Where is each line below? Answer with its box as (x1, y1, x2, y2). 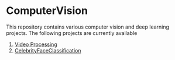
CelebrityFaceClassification (14, 47, 81, 54)
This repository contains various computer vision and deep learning (6, 23, 170, 30)
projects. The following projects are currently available (6, 29, 138, 36)
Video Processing (14, 41, 57, 48)
